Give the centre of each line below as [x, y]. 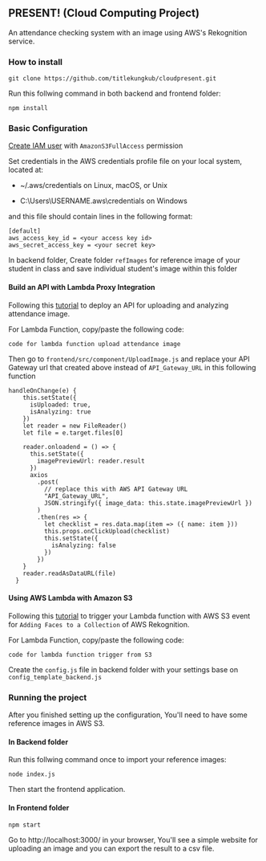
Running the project [48, 697]
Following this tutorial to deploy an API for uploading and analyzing [119, 305]
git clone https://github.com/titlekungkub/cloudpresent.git [113, 79]
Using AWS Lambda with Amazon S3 [71, 598]
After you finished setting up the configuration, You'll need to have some [128, 715]
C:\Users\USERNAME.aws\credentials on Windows [104, 201]
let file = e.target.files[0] [73, 433]
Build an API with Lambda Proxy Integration [82, 287]
